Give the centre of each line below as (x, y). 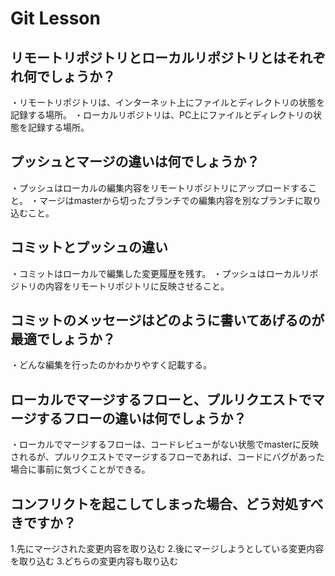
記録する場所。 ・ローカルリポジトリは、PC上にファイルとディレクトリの (162, 115)
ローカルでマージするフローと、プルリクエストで (161, 399)
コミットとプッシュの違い (89, 247)
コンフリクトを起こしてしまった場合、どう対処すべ (167, 503)
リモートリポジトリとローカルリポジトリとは (148, 57)
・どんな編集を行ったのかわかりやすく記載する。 (111, 365)
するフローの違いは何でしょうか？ (141, 418)
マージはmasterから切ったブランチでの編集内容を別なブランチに (171, 200)
